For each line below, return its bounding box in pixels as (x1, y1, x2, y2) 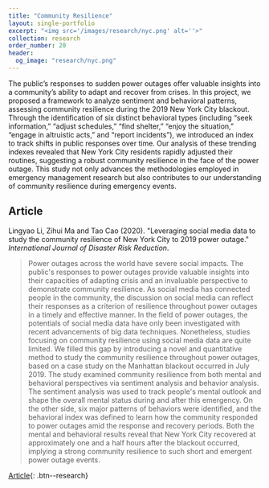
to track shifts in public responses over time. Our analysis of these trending (8, 138, 257, 148)
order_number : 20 (8, 42, 67, 50)
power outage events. (27, 455, 100, 465)
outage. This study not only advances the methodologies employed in (8, 164, 239, 174)
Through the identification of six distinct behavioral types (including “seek (8, 113, 253, 122)
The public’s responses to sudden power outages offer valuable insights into (8, 78, 261, 88)
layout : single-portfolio (8, 19, 95, 27)
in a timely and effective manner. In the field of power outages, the (27, 310, 248, 319)
